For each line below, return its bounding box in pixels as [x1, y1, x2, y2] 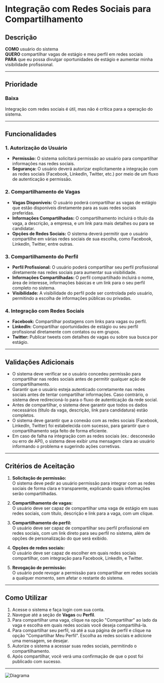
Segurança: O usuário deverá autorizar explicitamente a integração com [12, 166, 158, 172]
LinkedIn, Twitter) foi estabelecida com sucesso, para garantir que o [12, 423, 150, 429]
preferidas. [12, 210, 35, 215]
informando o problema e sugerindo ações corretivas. [12, 444, 121, 449]
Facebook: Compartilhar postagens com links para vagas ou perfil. [12, 318, 147, 325]
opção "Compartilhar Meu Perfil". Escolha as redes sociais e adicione [12, 632, 152, 638]
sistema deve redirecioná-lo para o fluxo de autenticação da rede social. [12, 397, 158, 403]
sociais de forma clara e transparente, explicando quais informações [12, 485, 150, 491]
